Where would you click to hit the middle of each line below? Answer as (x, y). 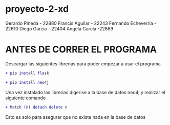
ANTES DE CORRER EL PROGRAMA (81, 50)
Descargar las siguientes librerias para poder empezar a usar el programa (83, 64)
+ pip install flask (27, 73)
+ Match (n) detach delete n (36, 107)
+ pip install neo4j (27, 82)
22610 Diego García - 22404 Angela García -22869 (59, 28)
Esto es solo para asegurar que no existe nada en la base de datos (76, 117)
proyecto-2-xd (37, 9)
